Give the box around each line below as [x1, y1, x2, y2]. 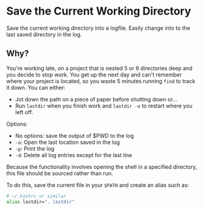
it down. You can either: [6, 84, 66, 91]
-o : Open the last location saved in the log [15, 138, 120, 146]
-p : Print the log [15, 144, 55, 152]
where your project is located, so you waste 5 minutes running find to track [6, 77, 196, 84]
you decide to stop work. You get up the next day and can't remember [6, 71, 182, 78]
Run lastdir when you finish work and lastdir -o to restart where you [15, 102, 193, 109]
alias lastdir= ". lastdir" [6, 198, 75, 205]
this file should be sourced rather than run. [6, 169, 114, 177]
